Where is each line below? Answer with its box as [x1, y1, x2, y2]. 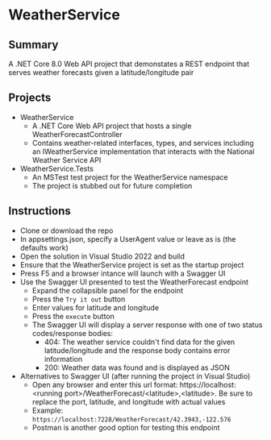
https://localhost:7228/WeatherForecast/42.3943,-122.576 [31, 415, 231, 424]
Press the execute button [31, 311, 115, 321]
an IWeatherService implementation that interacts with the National [31, 147, 255, 156]
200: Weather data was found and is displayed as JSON [44, 363, 230, 372]
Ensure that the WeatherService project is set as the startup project [19, 259, 244, 269]
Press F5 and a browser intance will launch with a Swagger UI [19, 268, 226, 278]
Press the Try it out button [31, 294, 126, 304]
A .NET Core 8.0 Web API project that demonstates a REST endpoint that [8, 59, 250, 68]
